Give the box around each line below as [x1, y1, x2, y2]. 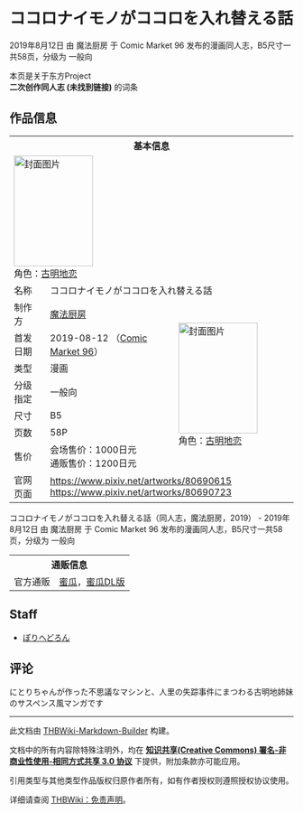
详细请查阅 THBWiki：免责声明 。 [9, 794, 131, 805]
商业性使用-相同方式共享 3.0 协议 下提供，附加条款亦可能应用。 [9, 756, 245, 767]
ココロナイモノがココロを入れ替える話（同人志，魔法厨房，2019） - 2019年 [9, 512, 290, 523]
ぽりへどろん [22, 631, 70, 642]
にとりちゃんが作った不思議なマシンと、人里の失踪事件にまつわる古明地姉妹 [9, 687, 294, 697]
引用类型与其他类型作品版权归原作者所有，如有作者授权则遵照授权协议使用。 [9, 775, 294, 786]
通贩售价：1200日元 [49, 457, 137, 470]
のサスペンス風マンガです [9, 697, 104, 709]
